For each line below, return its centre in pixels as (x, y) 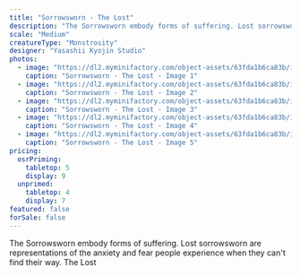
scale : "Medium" (39, 34)
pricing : (26, 151)
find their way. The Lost (53, 262)
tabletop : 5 (47, 168)
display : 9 (46, 176)
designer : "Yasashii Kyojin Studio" (77, 51)
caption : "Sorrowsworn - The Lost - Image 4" (112, 126)
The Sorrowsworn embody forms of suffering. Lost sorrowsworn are (135, 243)
